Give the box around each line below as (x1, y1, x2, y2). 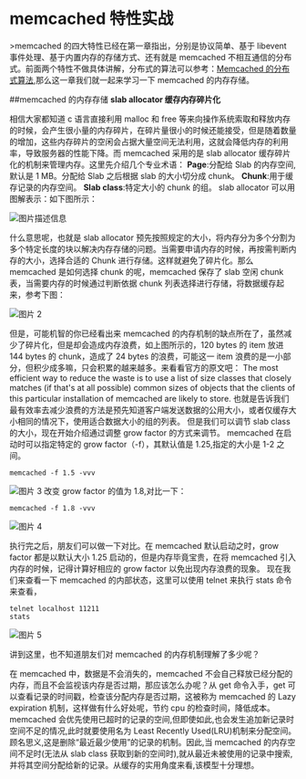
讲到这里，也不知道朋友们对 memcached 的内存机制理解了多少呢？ (9, 648, 260, 659)
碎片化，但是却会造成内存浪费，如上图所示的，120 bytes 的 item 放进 (25, 339, 284, 350)
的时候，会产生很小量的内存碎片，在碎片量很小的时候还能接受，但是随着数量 (9, 124, 297, 135)
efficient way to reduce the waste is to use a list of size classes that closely (9, 372, 291, 384)
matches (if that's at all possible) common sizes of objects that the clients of (9, 382, 296, 393)
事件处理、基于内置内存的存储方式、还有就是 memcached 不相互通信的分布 (9, 51, 292, 62)
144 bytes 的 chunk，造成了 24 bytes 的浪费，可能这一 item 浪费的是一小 (9, 351, 284, 362)
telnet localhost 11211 (9, 604, 100, 613)
